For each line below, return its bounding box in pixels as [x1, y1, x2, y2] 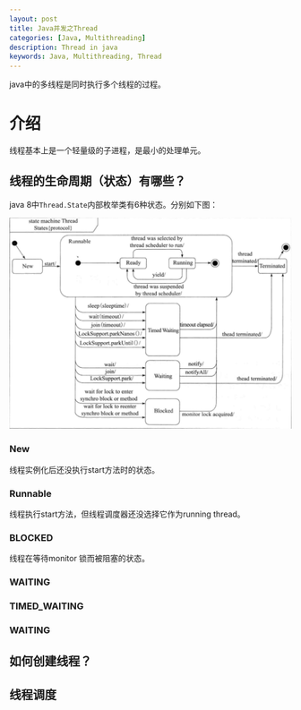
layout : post [9, 14, 58, 23]
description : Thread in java [9, 43, 118, 52]
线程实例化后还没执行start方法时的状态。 [9, 464, 159, 475]
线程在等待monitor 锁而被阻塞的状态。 [9, 553, 150, 564]
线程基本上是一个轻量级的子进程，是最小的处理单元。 [9, 145, 206, 156]
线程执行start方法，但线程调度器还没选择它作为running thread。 [9, 509, 245, 519]
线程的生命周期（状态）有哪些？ [9, 174, 186, 189]
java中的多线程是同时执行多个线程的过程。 [9, 79, 166, 90]
